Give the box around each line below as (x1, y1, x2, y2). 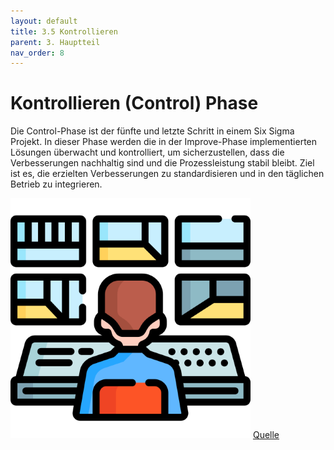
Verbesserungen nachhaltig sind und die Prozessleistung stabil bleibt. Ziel (10, 157, 315, 169)
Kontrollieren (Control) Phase (10, 92, 259, 115)
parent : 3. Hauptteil (10, 37, 101, 47)
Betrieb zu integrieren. (10, 178, 103, 190)
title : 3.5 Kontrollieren (10, 26, 118, 37)
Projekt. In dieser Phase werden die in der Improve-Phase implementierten (10, 136, 318, 148)
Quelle (252, 429, 280, 441)
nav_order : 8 (10, 48, 65, 58)
